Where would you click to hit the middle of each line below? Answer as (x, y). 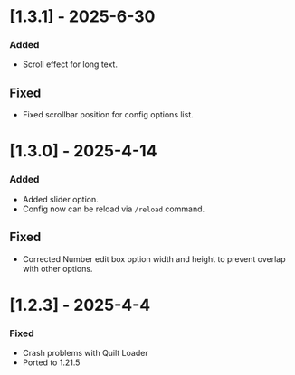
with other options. (57, 268)
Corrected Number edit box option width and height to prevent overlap (154, 258)
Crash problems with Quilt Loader (85, 353)
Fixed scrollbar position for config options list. (108, 115)
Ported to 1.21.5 (51, 362)
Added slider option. (61, 199)
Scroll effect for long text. (70, 64)
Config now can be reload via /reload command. (114, 209)
